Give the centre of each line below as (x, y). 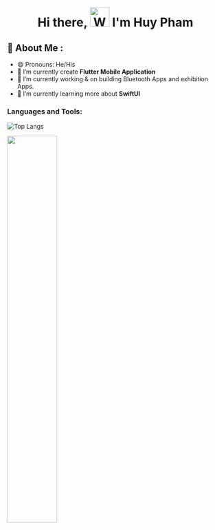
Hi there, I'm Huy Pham (115, 22)
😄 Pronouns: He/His (46, 64)
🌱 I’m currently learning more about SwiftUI (79, 94)
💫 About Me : (35, 48)
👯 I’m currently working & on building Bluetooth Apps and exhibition (112, 79)
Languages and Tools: (45, 112)
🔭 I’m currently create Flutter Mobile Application (86, 72)
